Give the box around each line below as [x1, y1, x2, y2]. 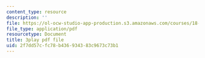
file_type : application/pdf [6, 25, 78, 32]
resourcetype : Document [6, 31, 67, 37]
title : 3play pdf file [6, 37, 64, 43]
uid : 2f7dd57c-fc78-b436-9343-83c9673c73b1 [6, 43, 119, 49]
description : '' [6, 14, 48, 21]
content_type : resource [6, 8, 67, 15]
